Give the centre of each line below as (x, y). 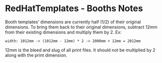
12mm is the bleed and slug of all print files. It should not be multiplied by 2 (80, 50)
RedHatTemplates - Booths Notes (74, 8)
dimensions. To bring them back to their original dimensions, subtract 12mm (81, 27)
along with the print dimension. (36, 55)
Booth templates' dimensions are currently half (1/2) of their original (73, 22)
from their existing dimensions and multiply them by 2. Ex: (63, 32)
